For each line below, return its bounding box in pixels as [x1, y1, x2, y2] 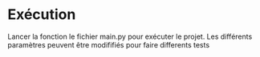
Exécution [7, 6, 76, 24]
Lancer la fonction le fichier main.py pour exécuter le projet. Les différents [7, 32, 253, 41]
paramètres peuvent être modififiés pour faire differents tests [7, 40, 210, 49]
